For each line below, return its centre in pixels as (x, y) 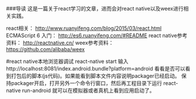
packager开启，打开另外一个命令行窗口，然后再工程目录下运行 (87, 83)
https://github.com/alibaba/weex (45, 49)
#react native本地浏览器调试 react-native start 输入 (67, 61)
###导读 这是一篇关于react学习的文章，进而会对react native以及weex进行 (95, 8)
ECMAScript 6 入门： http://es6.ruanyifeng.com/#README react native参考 (97, 36)
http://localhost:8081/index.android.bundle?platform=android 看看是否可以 (96, 68)
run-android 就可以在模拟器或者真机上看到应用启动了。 (88, 90)
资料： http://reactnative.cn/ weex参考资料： (60, 43)
